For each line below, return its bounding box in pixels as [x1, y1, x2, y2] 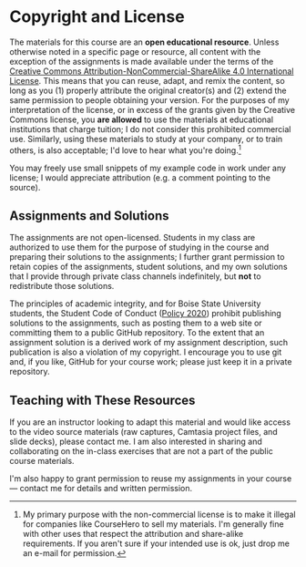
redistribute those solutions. [9, 281, 115, 292]
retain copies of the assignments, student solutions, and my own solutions [9, 262, 289, 273]
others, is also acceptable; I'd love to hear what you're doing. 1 [9, 143, 241, 156]
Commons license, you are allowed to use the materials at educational [9, 114, 274, 125]
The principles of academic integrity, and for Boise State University [9, 298, 261, 309]
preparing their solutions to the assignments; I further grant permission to [9, 252, 285, 263]
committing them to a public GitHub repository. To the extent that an [9, 327, 265, 338]
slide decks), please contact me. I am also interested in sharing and [9, 436, 262, 448]
